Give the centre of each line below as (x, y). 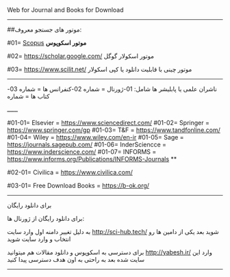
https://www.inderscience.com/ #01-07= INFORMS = (82, 152)
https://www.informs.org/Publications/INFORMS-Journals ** (92, 159)
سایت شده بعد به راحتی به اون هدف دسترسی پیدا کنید (76, 260)
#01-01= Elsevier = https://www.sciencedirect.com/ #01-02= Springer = (108, 123)
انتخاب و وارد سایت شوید (39, 239)
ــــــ (13, 109)
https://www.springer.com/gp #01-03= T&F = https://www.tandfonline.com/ (114, 130)
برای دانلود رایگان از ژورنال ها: (46, 219)
